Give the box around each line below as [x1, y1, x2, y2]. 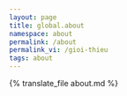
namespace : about [9, 29, 73, 38]
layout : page [9, 12, 57, 22]
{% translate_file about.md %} [9, 78, 119, 88]
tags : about [9, 54, 53, 63]
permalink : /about [9, 37, 77, 47]
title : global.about [9, 21, 86, 30]
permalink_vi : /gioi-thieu [9, 46, 108, 55]
